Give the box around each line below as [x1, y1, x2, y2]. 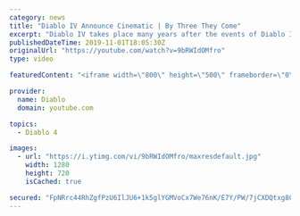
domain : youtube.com [17, 104, 94, 112]
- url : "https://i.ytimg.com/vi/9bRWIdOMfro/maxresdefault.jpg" [17, 153, 262, 162]
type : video [9, 54, 54, 63]
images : [9, 144, 38, 153]
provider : [9, 87, 46, 96]
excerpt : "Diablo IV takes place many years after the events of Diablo [9, 29, 286, 38]
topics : [9, 120, 38, 129]
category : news [9, 12, 66, 22]
